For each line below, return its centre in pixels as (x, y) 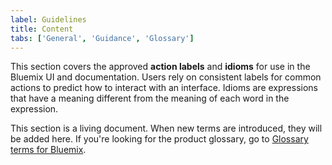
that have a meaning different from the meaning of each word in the (150, 98)
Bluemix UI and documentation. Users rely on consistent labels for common (166, 77)
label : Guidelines (48, 19)
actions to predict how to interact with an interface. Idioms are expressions (164, 88)
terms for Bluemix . (48, 150)
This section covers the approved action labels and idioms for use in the (160, 67)
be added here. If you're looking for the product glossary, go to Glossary (159, 139)
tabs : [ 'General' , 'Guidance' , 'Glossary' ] (102, 38)
